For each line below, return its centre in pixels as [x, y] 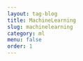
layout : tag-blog [32, 14]
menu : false [24, 40]
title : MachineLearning [42, 20]
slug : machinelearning [40, 27]
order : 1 [20, 46]
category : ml [26, 33]
